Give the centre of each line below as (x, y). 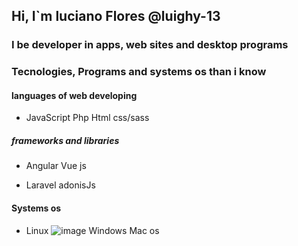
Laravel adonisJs (60, 185)
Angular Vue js (56, 166)
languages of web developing (74, 95)
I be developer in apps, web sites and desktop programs (150, 45)
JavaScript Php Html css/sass (87, 118)
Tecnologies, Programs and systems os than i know (139, 72)
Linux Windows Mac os (92, 230)
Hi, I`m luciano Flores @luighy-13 (116, 16)
